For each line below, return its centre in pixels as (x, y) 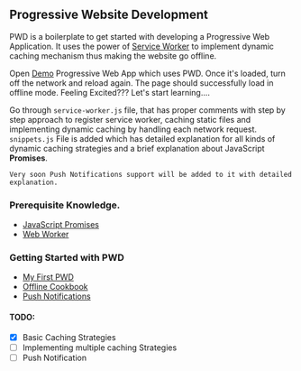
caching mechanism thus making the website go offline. (113, 56)
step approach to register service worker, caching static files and (130, 119)
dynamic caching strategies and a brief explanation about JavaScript (137, 148)
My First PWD (48, 277)
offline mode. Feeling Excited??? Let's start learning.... (109, 92)
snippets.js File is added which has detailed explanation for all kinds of (142, 138)
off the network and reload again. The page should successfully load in (141, 83)
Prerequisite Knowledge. (65, 205)
